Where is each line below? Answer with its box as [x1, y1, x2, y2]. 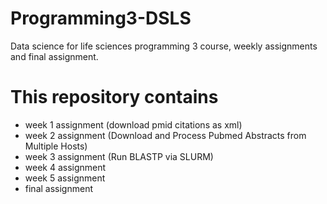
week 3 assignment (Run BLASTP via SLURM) [24, 150, 214, 162]
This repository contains [10, 86, 219, 109]
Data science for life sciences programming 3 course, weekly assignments [10, 40, 318, 52]
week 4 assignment [24, 161, 107, 173]
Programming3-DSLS [10, 7, 192, 30]
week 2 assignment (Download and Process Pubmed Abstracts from [24, 129, 307, 141]
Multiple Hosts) [24, 140, 88, 152]
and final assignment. [10, 50, 99, 62]
